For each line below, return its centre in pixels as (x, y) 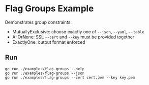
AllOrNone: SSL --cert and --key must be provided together (73, 37)
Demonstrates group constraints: (39, 22)
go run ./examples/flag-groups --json (45, 73)
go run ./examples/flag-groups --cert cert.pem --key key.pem (70, 77)
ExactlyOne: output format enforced (49, 42)
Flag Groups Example (49, 9)
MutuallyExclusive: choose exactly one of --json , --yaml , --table (78, 31)
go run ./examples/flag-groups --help (45, 69)
